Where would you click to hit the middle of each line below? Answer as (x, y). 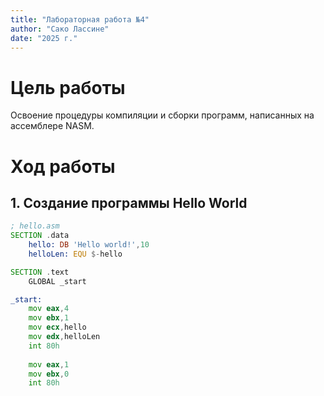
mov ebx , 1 (49, 318)
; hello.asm (35, 226)
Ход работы (63, 166)
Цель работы (68, 87)
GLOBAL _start (57, 281)
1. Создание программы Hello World (129, 202)
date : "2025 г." (44, 38)
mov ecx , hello (57, 327)
